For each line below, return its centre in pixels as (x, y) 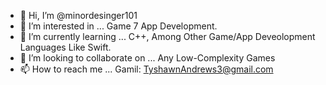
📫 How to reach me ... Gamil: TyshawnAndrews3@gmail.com (146, 69)
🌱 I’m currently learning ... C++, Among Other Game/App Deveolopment (167, 36)
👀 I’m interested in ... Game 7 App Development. (118, 26)
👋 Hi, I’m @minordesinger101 (78, 15)
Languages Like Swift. (65, 47)
